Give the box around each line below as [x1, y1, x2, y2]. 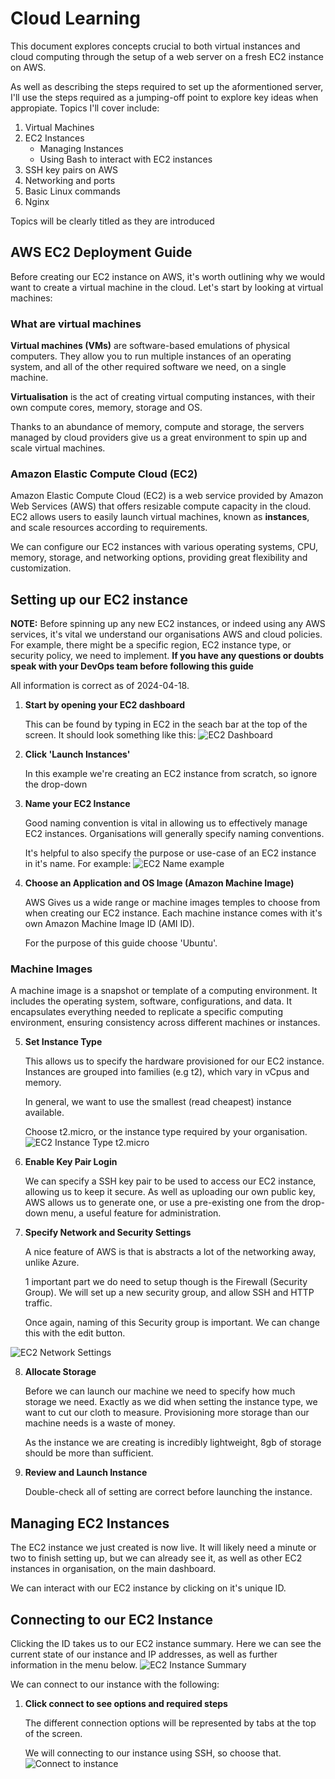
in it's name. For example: [24, 858, 132, 870]
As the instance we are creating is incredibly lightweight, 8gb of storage [24, 1437, 322, 1449]
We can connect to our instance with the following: [10, 1678, 220, 1691]
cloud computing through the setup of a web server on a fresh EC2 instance [10, 50, 324, 62]
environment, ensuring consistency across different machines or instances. [10, 1017, 321, 1029]
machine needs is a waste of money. [24, 1417, 176, 1429]
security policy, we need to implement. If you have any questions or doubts [10, 650, 325, 662]
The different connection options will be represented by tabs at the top [24, 1717, 317, 1729]
